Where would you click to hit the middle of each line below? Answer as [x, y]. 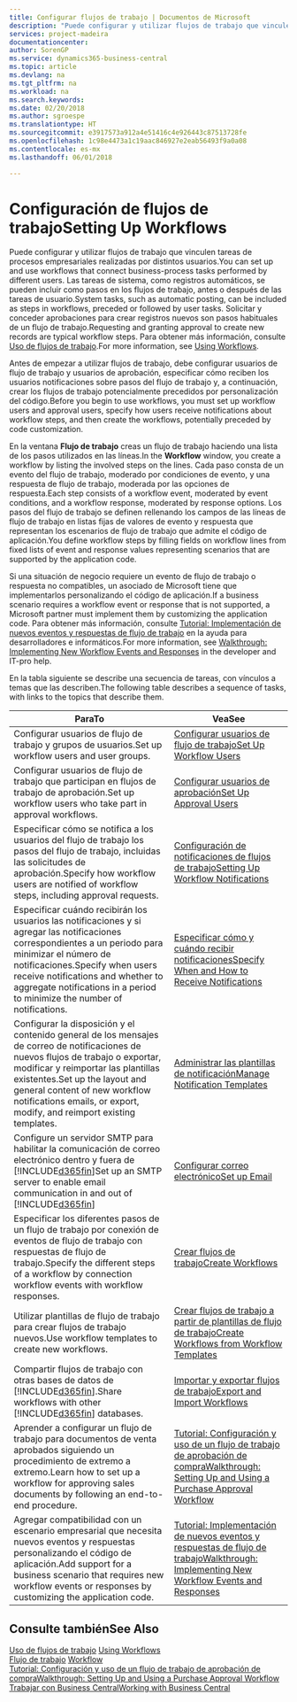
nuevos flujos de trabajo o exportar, [88, 1057]
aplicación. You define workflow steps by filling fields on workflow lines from [148, 540]
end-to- [145, 1495]
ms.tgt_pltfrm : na [43, 83]
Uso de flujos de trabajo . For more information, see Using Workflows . [134, 346]
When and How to [211, 971]
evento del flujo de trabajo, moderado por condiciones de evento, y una [140, 475]
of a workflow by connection [73, 1274]
